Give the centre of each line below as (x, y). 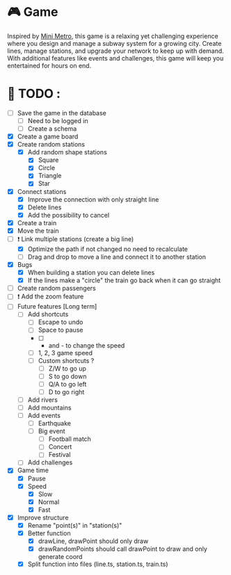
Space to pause (61, 330)
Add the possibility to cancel (69, 215)
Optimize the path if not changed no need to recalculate (107, 249)
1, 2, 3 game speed (65, 353)
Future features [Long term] (57, 307)
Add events (44, 415)
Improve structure (43, 517)
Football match (70, 439)
